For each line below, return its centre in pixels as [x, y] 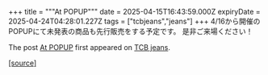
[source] [23, 63]
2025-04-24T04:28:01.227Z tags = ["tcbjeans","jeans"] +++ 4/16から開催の [134, 21]
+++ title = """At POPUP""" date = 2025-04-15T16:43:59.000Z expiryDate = [134, 12]
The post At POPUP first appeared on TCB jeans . [90, 47]
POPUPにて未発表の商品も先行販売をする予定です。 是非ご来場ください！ [131, 31]
